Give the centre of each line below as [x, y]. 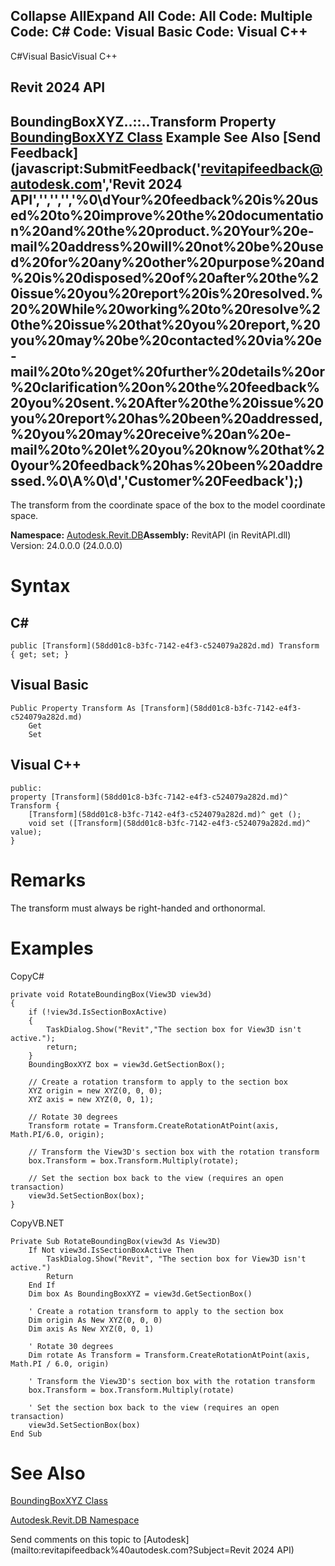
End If [42, 1285]
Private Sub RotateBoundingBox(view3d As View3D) [116, 1241]
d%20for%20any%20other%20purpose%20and [167, 262]
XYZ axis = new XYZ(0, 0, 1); [91, 1099]
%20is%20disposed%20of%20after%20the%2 [165, 277]
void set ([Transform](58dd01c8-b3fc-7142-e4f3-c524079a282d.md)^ [169, 823]
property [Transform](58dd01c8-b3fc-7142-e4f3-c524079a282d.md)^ [149, 797]
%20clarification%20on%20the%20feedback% [165, 387]
